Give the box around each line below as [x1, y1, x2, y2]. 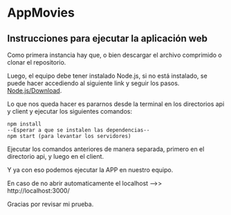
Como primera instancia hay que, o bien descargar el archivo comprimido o [7, 51, 223, 59]
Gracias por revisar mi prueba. [7, 200, 94, 208]
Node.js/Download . [7, 87, 62, 94]
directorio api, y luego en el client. [7, 153, 104, 160]
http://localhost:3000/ [7, 187, 71, 195]
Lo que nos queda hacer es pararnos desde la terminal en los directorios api [7, 100, 225, 108]
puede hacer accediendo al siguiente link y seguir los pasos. [7, 79, 180, 87]
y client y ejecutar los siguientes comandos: [7, 108, 133, 115]
